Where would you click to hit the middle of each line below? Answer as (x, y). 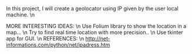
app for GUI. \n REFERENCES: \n (45, 38)
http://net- (98, 38)
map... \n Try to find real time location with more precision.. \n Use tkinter (95, 32)
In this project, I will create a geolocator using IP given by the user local (92, 9)
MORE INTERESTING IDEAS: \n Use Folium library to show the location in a (96, 26)
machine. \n (21, 15)
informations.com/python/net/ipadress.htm (58, 45)
